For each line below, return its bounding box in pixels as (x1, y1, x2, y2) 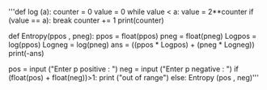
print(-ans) (8, 49, 44, 58)
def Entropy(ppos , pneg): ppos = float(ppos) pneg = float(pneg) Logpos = (8, 32, 257, 41)
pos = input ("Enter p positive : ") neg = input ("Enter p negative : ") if (8, 64, 239, 74)
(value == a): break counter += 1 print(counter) (8, 15, 164, 25)
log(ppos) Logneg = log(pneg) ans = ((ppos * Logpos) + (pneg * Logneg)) (8, 40, 255, 49)
